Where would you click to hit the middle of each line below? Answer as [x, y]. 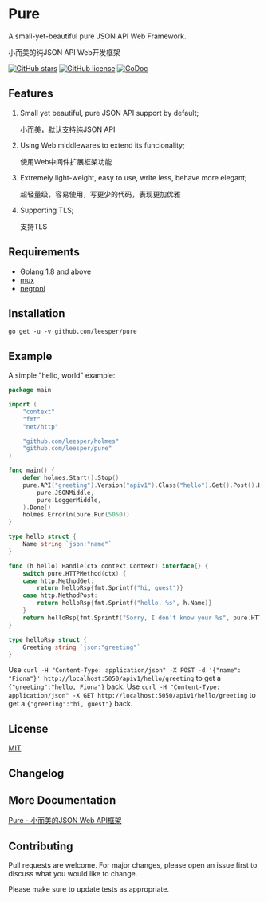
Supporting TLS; [47, 210]
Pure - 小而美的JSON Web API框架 [65, 821]
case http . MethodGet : [58, 581]
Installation [37, 313]
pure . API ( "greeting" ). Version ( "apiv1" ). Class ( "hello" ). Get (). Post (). [141, 485]
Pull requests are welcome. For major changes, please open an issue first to [133, 865]
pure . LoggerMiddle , [69, 500]
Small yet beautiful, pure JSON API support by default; [109, 113]
